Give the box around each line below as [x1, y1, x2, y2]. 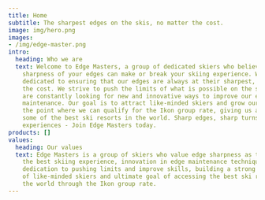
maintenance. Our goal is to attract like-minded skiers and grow [22, 99, 245, 107]
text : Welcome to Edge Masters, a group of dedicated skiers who [15, 63, 235, 71]
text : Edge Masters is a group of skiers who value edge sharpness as [15, 150, 252, 158]
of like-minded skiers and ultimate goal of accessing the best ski [22, 172, 252, 181]
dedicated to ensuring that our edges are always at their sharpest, [22, 77, 256, 85]
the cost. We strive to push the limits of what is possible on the [22, 84, 252, 93]
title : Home [8, 11, 47, 20]
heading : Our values [15, 143, 83, 151]
